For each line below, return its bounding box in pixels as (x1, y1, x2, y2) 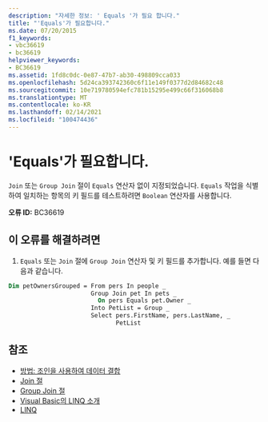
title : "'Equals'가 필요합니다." (8, 19, 110, 27)
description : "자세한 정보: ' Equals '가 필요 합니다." (8, 11, 180, 20)
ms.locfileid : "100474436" (8, 116, 98, 124)
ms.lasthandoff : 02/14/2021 (8, 109, 102, 117)
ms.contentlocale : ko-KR (8, 101, 91, 109)
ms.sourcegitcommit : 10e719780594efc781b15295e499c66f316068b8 (8, 86, 224, 94)
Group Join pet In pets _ (90, 289, 178, 297)
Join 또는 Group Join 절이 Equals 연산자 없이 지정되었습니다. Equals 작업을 (8, 181, 244, 190)
